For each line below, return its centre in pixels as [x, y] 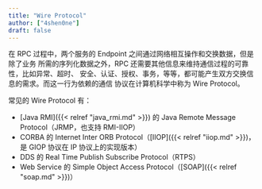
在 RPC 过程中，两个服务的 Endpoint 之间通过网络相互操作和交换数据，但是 [131, 54]
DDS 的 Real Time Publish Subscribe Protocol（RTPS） [110, 157]
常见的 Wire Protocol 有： [50, 101]
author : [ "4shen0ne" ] [44, 23]
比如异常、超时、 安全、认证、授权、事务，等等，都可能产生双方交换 [134, 74]
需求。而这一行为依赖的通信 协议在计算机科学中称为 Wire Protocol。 [133, 83]
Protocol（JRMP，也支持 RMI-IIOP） [80, 127]
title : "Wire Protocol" [48, 15]
